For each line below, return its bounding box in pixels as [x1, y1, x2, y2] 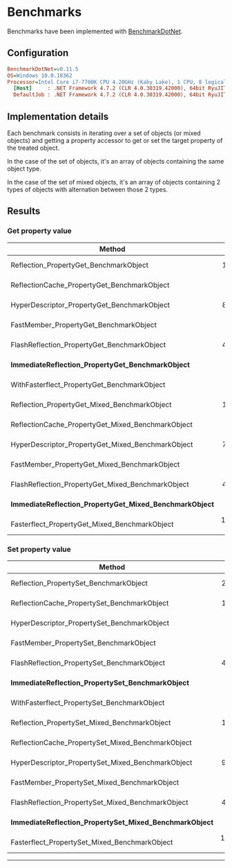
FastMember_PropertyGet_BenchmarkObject [10, 320, 157, 329]
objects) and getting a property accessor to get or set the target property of [7, 136, 223, 144]
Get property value [7, 226, 72, 236]
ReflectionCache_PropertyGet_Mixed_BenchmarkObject [10, 419, 193, 429]
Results [7, 205, 41, 217]
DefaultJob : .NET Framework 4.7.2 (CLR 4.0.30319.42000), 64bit [13, 92, 206, 98]
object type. [7, 164, 41, 173]
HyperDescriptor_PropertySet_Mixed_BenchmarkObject [10, 757, 193, 767]
